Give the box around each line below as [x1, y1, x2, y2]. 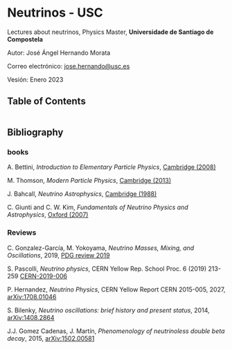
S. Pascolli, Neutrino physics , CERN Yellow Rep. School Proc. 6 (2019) [7, 265, 207, 273]
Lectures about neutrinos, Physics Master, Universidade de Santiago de [7, 28, 214, 36]
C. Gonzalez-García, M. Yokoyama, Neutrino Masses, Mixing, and [7, 244, 195, 252]
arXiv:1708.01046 [7, 292, 57, 301]
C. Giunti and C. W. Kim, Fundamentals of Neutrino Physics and [7, 203, 188, 212]
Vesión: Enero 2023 [7, 75, 64, 84]
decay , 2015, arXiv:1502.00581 [7, 334, 95, 342]
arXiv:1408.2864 [7, 313, 55, 321]
